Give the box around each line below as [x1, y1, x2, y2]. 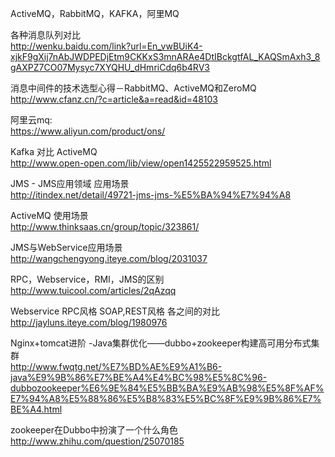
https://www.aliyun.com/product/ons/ [10, 125, 166, 137]
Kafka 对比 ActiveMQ [10, 146, 98, 157]
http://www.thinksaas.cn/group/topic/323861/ [10, 221, 200, 232]
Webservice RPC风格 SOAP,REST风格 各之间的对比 [10, 305, 220, 317]
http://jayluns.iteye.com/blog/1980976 [10, 317, 168, 328]
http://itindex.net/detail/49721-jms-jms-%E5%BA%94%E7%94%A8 [10, 189, 292, 201]
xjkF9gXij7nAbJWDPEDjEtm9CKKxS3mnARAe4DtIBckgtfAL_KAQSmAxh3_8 [10, 51, 321, 62]
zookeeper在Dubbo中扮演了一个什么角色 [10, 424, 178, 436]
